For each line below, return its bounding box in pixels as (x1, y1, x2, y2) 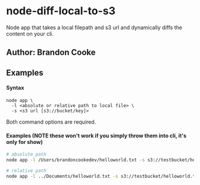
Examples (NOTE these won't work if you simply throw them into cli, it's (6, 132, 187, 139)
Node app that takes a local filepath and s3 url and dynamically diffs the (6, 24, 183, 31)
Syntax (6, 84, 24, 92)
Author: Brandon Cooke (6, 48, 96, 58)
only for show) (6, 138, 43, 145)
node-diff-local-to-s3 (6, 4, 116, 18)
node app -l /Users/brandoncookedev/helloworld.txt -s (6, 157, 145, 163)
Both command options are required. (6, 118, 96, 126)
